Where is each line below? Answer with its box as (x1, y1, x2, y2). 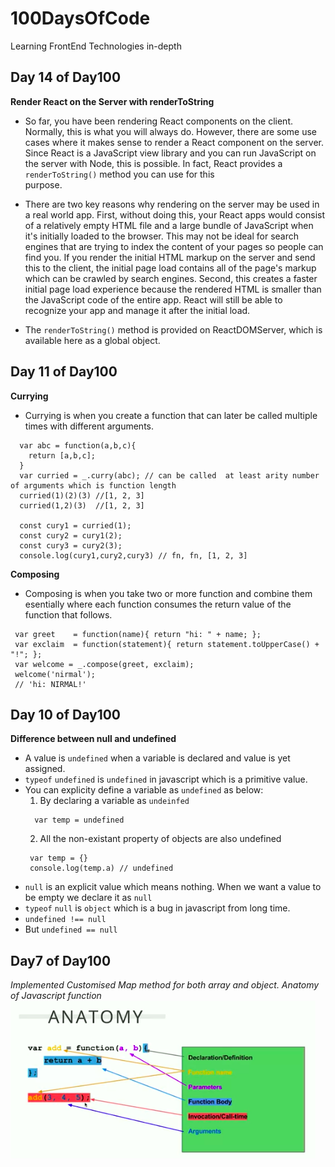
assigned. (24, 763, 66, 775)
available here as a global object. (24, 334, 161, 346)
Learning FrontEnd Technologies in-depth (10, 40, 182, 52)
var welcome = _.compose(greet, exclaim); (14, 659, 195, 669)
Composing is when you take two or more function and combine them (24, 587, 313, 599)
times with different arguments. (24, 420, 155, 432)
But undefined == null (24, 923, 118, 936)
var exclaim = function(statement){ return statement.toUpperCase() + (14, 639, 320, 649)
